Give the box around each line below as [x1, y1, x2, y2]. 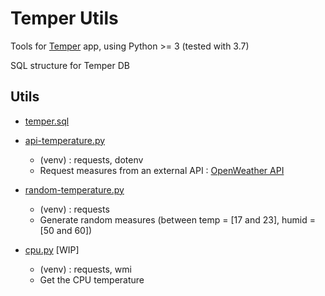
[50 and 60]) [39, 224, 93, 236]
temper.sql [24, 115, 70, 127]
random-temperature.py [24, 183, 125, 196]
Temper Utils [10, 7, 119, 30]
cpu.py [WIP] [24, 243, 80, 256]
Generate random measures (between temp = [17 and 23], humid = [39, 213, 316, 226]
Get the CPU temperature [39, 273, 145, 286]
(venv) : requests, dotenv [39, 153, 144, 166]
